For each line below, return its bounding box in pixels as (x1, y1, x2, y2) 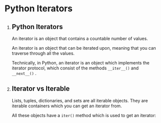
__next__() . (11, 70, 37, 76)
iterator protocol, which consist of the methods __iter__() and (11, 65, 139, 71)
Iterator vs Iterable (11, 85, 70, 93)
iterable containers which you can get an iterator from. (11, 103, 122, 109)
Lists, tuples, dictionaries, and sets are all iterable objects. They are (11, 97, 148, 103)
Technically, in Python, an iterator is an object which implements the (11, 60, 150, 65)
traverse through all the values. (11, 50, 75, 56)
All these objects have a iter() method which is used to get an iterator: (11, 112, 157, 118)
